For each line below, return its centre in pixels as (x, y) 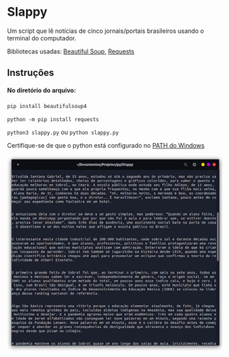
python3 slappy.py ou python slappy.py (63, 132)
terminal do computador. (42, 38)
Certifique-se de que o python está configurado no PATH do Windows (106, 145)
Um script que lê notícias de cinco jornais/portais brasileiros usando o (106, 31)
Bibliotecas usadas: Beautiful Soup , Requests (71, 51)
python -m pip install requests (53, 119)
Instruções (31, 73)
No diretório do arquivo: (42, 90)
